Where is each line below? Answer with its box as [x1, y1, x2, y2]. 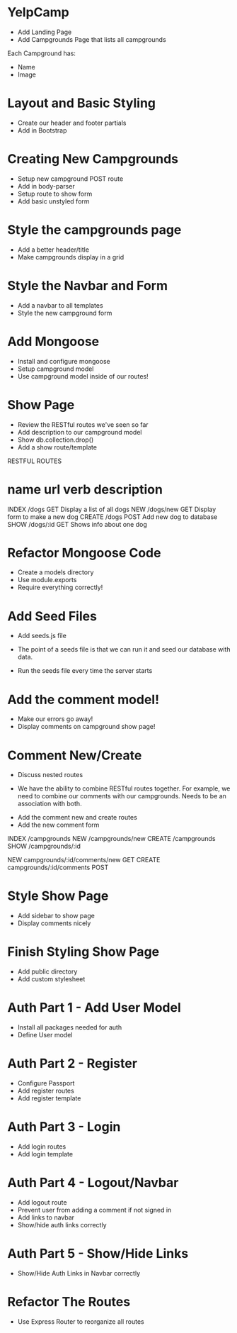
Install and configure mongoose [17, 357, 111, 365]
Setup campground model [17, 364, 94, 373]
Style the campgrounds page [7, 222, 182, 238]
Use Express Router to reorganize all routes [17, 1317, 144, 1326]
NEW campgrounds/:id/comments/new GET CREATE [7, 856, 161, 864]
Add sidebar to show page [17, 912, 96, 920]
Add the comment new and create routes [17, 813, 138, 822]
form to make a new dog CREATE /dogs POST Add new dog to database [7, 512, 218, 521]
